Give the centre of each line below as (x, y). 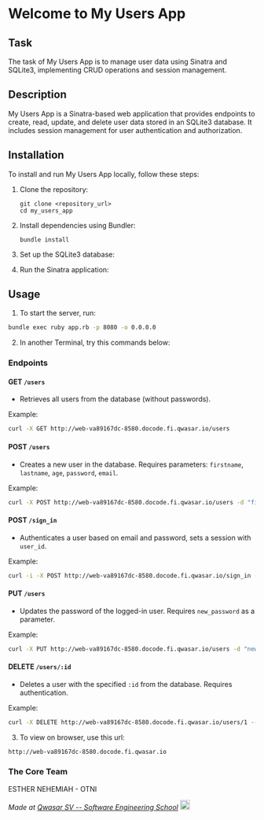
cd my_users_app (46, 211)
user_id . (33, 546)
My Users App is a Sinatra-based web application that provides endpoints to (132, 113)
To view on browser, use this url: (72, 737)
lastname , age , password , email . (69, 472)
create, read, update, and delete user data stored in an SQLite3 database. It (130, 122)
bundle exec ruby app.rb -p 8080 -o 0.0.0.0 (82, 327)
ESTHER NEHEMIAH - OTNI (53, 789)
